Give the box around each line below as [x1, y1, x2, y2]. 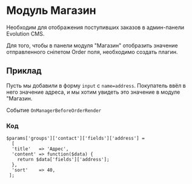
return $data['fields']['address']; [17, 157, 110, 163]
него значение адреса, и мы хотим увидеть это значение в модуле [6, 88, 180, 96]
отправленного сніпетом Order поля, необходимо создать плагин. [6, 48, 178, 55]
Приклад [6, 66, 42, 76]
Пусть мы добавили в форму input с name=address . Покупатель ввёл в [6, 82, 186, 89]
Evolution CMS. [6, 30, 45, 37]
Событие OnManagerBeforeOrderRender [6, 107, 102, 114]
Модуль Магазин [6, 4, 96, 18]
